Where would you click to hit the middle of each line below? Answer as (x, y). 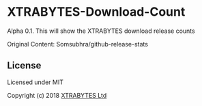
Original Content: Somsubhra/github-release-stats (78, 44)
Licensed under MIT (35, 82)
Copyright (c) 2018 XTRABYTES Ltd (57, 95)
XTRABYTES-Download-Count (96, 12)
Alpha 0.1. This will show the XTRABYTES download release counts (101, 31)
